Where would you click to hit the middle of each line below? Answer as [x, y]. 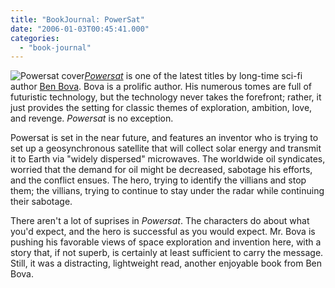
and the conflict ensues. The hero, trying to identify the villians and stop [158, 180]
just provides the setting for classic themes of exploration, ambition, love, [161, 108]
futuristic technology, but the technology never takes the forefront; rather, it [166, 97]
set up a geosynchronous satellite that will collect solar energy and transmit [166, 148]
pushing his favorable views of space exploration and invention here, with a [166, 242]
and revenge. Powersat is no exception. [92, 118]
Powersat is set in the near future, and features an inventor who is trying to [164, 138]
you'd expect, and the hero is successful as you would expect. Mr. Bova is [163, 232]
